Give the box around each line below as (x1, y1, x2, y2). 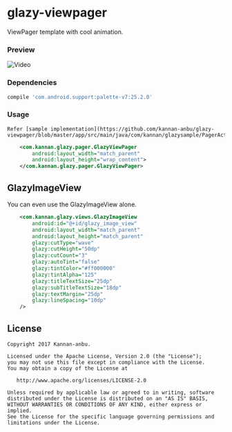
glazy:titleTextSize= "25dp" (32, 277, 113, 284)
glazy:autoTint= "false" (32, 259, 100, 266)
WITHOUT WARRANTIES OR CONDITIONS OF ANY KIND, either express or (7, 401, 202, 408)
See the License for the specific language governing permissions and (7, 413, 215, 420)
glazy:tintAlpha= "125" (32, 271, 97, 278)
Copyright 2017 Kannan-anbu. (7, 340, 91, 348)
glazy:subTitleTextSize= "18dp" (32, 284, 122, 291)
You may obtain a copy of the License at (7, 364, 128, 372)
